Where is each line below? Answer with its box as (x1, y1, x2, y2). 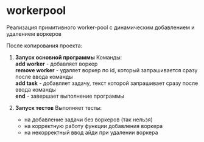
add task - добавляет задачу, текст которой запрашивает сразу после (15, 79, 199, 87)
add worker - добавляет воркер (15, 60, 98, 67)
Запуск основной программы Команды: (15, 53, 122, 61)
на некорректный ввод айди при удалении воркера (24, 129, 158, 136)
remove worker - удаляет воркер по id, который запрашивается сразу (15, 66, 198, 73)
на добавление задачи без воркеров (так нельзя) (24, 116, 153, 123)
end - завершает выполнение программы (15, 92, 125, 100)
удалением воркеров (6, 30, 62, 37)
